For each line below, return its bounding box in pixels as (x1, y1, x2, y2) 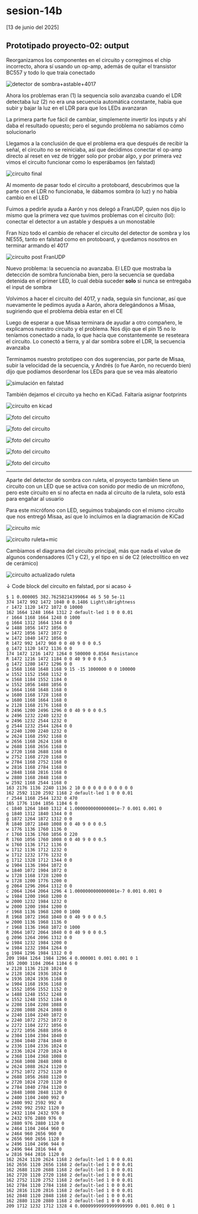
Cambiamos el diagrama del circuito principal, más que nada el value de (6, 547, 181, 554)
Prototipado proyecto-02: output (6, 41, 130, 51)
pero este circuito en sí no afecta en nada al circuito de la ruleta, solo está (6, 488, 186, 496)
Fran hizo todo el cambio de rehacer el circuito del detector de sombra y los (6, 229, 190, 237)
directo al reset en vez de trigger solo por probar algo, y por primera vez (6, 152, 182, 159)
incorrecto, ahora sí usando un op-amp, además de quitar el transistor (6, 63, 177, 70)
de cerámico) (6, 559, 38, 567)
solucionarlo (6, 128, 37, 135)
